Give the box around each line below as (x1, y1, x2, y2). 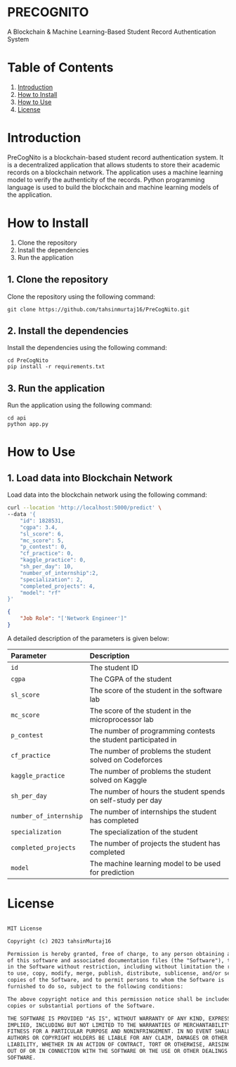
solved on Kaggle (89, 775, 147, 784)
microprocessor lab (89, 714, 155, 724)
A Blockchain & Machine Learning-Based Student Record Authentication (7, 27, 216, 36)
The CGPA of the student (89, 674, 172, 684)
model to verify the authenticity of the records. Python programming (7, 175, 205, 183)
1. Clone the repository (7, 273, 109, 285)
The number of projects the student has (89, 838, 221, 848)
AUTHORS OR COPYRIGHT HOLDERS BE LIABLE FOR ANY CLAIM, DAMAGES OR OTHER (7, 1035, 228, 1042)
